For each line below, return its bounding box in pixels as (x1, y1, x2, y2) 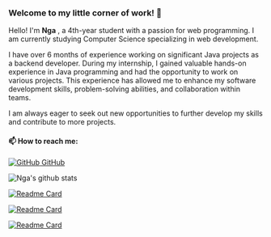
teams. (8, 93, 32, 103)
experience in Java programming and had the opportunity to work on (8, 67, 239, 77)
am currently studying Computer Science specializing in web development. (8, 34, 259, 44)
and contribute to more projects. (8, 117, 116, 127)
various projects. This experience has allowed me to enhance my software (8, 76, 256, 86)
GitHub (41, 157, 66, 167)
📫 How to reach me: (8, 136, 78, 146)
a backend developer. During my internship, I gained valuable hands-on (8, 58, 247, 68)
